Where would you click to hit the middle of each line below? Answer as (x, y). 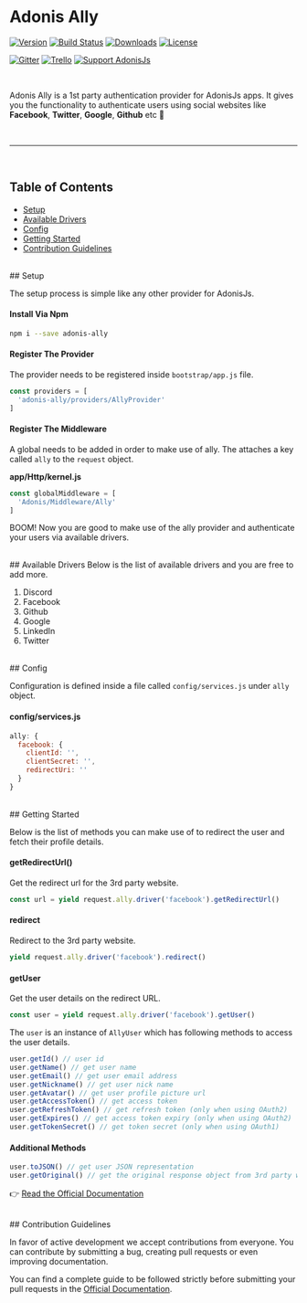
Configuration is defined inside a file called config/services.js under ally (149, 686)
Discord (37, 592)
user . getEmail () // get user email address (94, 1075)
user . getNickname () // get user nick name (91, 1085)
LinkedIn (39, 631)
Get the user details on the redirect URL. (85, 999)
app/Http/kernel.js (46, 476)
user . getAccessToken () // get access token (94, 1102)
